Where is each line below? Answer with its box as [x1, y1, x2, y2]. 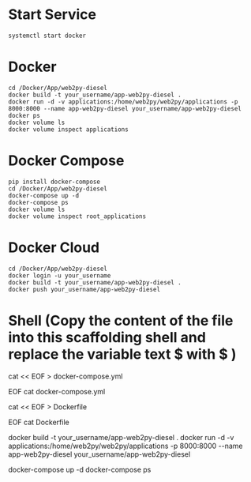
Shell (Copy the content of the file [8, 311, 234, 329]
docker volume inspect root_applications [8, 212, 147, 220]
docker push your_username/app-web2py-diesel [8, 285, 160, 293]
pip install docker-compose [8, 178, 101, 186]
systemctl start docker [8, 32, 87, 40]
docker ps [8, 111, 41, 119]
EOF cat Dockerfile [8, 417, 69, 427]
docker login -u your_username [8, 271, 111, 280]
